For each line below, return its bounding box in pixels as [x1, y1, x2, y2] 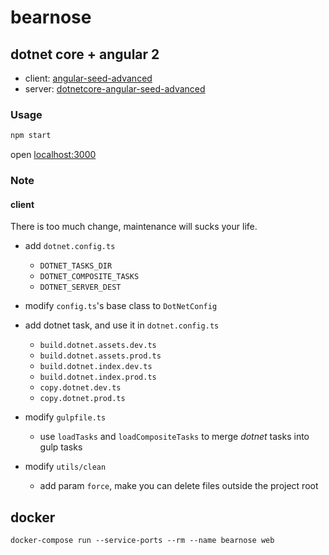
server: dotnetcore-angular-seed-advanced [24, 83, 206, 95]
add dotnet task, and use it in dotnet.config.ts [24, 319, 220, 331]
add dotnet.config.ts [24, 240, 116, 252]
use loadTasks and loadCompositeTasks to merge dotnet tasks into [39, 431, 310, 443]
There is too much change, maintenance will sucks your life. [10, 221, 258, 233]
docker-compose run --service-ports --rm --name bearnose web [10, 536, 275, 546]
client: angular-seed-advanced [24, 72, 153, 84]
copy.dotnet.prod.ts [39, 394, 126, 404]
